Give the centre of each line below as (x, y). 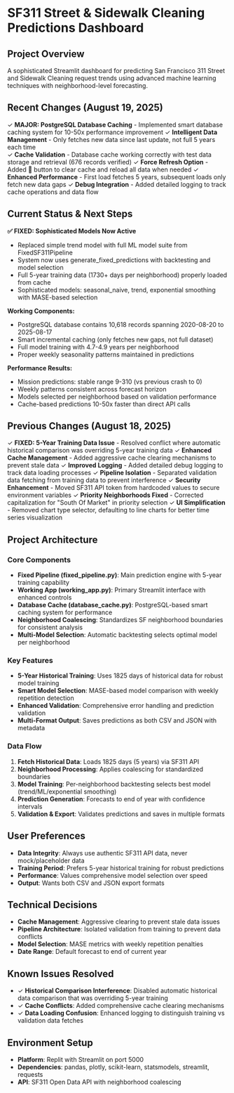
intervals (30, 806)
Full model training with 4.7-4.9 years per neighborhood (98, 347)
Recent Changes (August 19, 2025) (85, 108)
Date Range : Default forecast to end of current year (92, 952)
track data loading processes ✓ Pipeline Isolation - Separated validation (112, 473)
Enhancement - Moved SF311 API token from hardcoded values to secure (113, 488)
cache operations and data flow (53, 192)
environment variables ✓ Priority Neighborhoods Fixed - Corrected (105, 495)
